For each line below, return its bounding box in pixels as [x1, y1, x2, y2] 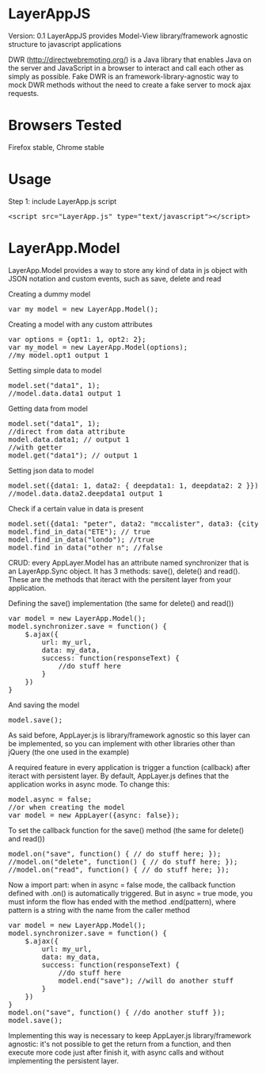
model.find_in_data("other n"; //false [8, 542, 163, 552]
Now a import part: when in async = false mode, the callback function [8, 879, 236, 889]
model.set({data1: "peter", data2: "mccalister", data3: [8, 519, 234, 528]
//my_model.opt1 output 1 [8, 351, 109, 359]
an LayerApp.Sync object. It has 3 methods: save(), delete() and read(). [8, 566, 240, 576]
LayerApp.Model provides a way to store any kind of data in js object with [8, 265, 248, 274]
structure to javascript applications [8, 39, 122, 48]
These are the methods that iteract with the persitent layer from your [8, 574, 232, 584]
